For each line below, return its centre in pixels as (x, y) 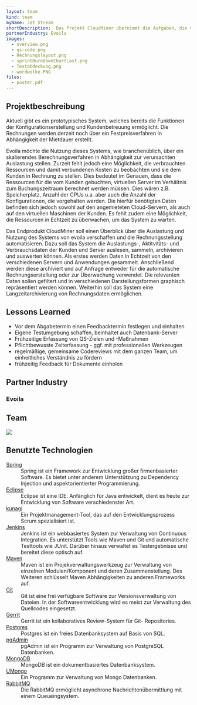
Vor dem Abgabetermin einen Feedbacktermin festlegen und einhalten (99, 326)
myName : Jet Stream (30, 22)
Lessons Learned (38, 312)
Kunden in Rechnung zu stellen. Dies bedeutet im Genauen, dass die (89, 176)
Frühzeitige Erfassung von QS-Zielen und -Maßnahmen (81, 338)
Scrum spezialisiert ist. (48, 521)
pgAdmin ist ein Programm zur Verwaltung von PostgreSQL (92, 646)
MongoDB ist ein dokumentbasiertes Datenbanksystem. (88, 664)
